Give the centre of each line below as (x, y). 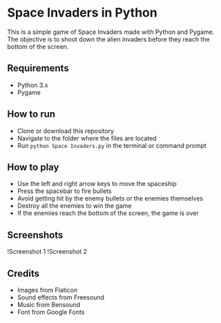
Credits (23, 274)
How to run (31, 114)
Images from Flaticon (47, 290)
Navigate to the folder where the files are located (87, 138)
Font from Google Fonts (51, 312)
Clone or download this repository (66, 131)
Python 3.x (32, 85)
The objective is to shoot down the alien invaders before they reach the (108, 39)
